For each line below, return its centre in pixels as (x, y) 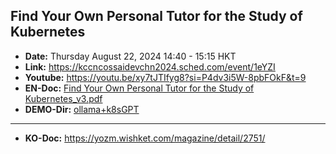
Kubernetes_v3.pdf (63, 98)
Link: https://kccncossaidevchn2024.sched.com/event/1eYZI (150, 66)
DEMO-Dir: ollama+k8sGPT (82, 109)
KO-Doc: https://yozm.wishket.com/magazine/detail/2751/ (145, 138)
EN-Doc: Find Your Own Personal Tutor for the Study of (139, 88)
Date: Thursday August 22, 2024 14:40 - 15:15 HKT (130, 56)
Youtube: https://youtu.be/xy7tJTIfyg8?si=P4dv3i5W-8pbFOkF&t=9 (165, 77)
